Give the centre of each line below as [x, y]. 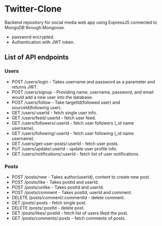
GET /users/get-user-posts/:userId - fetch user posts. [65, 144]
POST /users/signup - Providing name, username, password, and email [82, 92]
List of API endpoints [37, 57]
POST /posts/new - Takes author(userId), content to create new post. [81, 177]
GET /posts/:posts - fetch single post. [49, 203]
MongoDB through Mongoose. [35, 27]
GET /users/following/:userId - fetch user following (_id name [73, 133]
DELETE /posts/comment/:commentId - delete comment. [68, 197]
